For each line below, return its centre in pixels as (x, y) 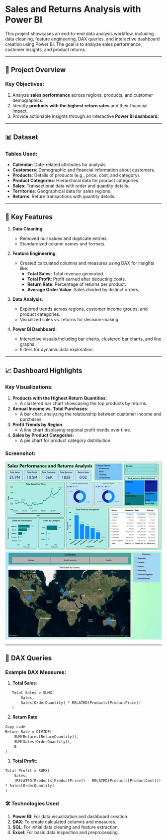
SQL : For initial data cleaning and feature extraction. (66, 827)
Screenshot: (20, 453)
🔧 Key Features (29, 217)
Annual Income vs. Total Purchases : (50, 409)
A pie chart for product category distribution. (66, 440)
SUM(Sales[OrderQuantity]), (43, 742)
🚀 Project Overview (36, 70)
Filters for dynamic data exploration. (57, 350)
